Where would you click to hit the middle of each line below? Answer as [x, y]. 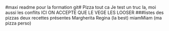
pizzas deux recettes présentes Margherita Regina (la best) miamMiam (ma [83, 18]
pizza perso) [18, 23]
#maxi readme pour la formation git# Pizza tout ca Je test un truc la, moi [81, 7]
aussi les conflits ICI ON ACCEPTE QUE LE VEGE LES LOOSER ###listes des [85, 12]
